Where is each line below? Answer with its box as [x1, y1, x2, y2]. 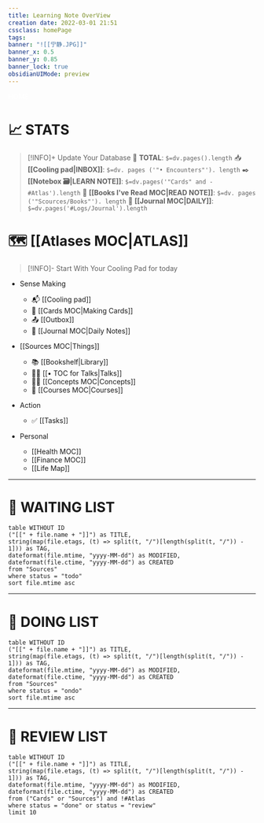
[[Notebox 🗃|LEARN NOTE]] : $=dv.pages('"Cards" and [27, 176, 207, 186]
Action [19, 400, 42, 410]
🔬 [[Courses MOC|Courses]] [31, 385, 123, 395]
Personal [19, 431, 49, 441]
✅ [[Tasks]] [31, 415, 69, 425]
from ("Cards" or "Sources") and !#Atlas [8, 795, 146, 803]
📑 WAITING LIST [8, 498, 115, 516]
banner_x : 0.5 [8, 48, 55, 56]
